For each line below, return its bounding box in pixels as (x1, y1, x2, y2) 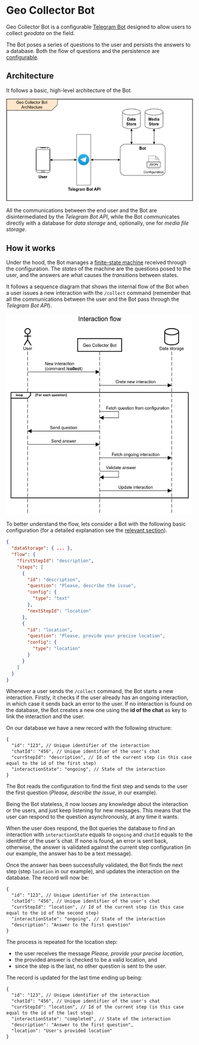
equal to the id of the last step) (6, 1010, 94, 1016)
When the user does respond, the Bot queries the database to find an (6, 824, 175, 832)
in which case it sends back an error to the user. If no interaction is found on (6, 700, 192, 707)
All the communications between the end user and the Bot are (6, 207, 158, 214)
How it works (6, 243, 56, 253)
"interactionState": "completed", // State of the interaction (11, 1016, 171, 1022)
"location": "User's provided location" (11, 1028, 113, 1034)
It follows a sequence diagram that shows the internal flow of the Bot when (6, 283, 189, 290)
